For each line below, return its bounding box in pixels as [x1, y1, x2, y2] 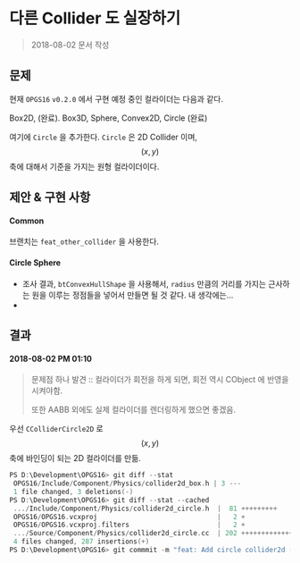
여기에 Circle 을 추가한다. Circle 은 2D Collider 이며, [9, 131, 198, 142]
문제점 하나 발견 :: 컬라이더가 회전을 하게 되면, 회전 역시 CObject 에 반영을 [30, 374, 289, 385]
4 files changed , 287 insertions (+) [12, 537, 150, 546]
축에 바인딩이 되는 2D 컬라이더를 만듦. [9, 453, 141, 464]
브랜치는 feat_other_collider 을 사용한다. [9, 236, 159, 247]
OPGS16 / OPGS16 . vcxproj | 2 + [12, 512, 246, 521]
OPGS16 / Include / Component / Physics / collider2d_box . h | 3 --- [12, 479, 242, 488]
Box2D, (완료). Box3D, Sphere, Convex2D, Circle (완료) [9, 113, 208, 123]
